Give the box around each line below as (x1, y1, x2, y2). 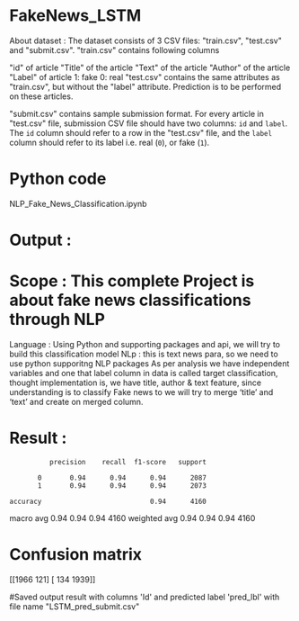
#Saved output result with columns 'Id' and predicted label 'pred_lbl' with (9, 591, 280, 602)
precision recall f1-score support (48, 457, 207, 466)
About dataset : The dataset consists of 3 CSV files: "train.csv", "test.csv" (9, 35, 283, 46)
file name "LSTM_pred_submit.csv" (9, 600, 140, 612)
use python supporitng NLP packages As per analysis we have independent (9, 358, 290, 369)
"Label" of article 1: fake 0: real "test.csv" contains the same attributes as (9, 71, 280, 82)
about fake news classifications (9, 290, 251, 310)
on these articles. (9, 91, 74, 102)
